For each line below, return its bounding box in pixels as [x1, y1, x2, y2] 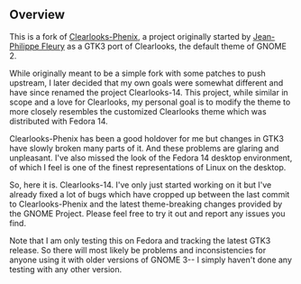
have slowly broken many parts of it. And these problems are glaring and [9, 142, 279, 153]
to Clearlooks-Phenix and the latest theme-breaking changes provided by [9, 198, 283, 209]
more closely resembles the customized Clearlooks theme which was [9, 105, 268, 116]
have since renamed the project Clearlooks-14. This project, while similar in [9, 87, 288, 97]
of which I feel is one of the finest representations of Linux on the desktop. [9, 161, 287, 172]
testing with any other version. [9, 263, 123, 274]
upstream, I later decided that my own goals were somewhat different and [9, 77, 284, 88]
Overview [9, 7, 66, 23]
